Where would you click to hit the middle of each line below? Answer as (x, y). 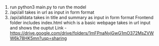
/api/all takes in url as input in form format (52, 12)
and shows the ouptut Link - (38, 28)
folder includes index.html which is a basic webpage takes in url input (80, 23)
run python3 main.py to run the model (48, 7)
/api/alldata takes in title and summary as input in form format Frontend (81, 17)
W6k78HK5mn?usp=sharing (38, 38)
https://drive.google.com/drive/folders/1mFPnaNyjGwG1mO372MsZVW (82, 33)
